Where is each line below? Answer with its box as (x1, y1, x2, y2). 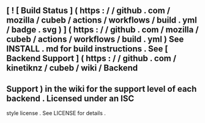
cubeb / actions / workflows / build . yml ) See (6, 34, 184, 45)
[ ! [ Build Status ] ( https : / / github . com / (6, 6, 170, 16)
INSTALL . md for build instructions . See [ (6, 43, 168, 54)
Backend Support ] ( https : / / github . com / (6, 53, 176, 64)
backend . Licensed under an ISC (6, 93, 135, 103)
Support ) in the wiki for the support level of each (6, 83, 197, 94)
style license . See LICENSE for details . (6, 110, 106, 117)
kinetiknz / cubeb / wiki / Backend (6, 63, 138, 73)
